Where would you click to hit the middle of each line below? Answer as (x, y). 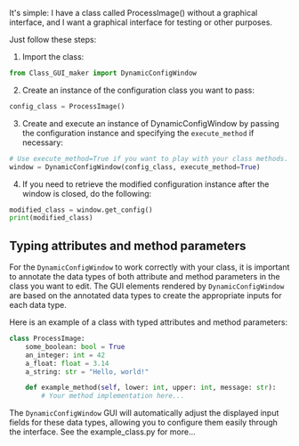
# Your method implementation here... (113, 396)
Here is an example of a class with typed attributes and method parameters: (148, 322)
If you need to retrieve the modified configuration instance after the (145, 184)
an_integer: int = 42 (65, 355)
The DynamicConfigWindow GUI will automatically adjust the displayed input (144, 413)
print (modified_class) (51, 218)
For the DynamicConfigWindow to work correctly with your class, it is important (149, 267)
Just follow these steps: (53, 40)
